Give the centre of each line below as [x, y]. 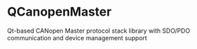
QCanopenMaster [59, 12]
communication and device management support [77, 37]
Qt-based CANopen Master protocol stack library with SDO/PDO [98, 31]
